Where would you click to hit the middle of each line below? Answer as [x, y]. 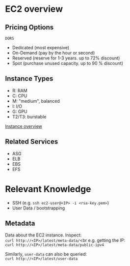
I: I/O [17, 106]
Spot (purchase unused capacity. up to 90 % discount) [68, 63]
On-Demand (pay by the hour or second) [53, 53]
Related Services [32, 142]
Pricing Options [29, 27]
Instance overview [24, 126]
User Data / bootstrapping [39, 208]
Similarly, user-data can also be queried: [46, 254]
